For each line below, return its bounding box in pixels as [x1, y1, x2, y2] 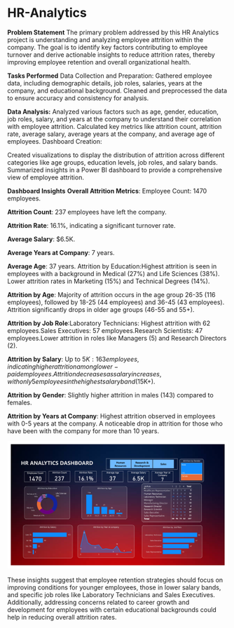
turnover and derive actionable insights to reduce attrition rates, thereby [7, 50, 215, 59]
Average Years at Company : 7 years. [7, 248, 115, 257]
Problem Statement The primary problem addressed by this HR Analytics [7, 28, 219, 36]
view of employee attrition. [7, 173, 84, 182]
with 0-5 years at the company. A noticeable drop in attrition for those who [7, 419, 223, 428]
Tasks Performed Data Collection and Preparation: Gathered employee [7, 71, 212, 80]
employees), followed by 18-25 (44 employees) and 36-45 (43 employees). [7, 298, 225, 306]
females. [7, 398, 33, 407]
